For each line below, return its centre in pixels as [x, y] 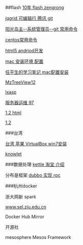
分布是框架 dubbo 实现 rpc [33, 175]
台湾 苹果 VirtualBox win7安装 [36, 144]
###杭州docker [21, 186]
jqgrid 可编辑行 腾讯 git [29, 18]
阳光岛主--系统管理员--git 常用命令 [41, 29]
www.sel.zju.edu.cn [26, 207]
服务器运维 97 [20, 102]
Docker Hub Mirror [25, 217]
